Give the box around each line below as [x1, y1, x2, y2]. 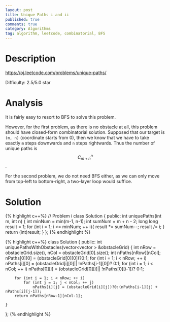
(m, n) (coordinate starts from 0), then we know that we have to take [5, 134, 150, 140]
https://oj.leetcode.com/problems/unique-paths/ [5, 69, 107, 76]
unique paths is [5, 145, 38, 151]
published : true [5, 17, 40, 22]
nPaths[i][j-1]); [5, 289, 42, 294]
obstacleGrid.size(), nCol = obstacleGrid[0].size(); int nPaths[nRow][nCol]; [5, 249, 161, 256]
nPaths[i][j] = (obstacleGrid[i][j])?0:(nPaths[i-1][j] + [32, 284, 158, 290]
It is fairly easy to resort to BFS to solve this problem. [5, 114, 116, 120]
